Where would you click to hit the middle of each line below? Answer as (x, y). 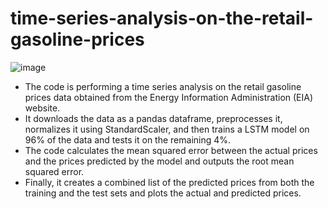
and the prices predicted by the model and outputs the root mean (159, 161)
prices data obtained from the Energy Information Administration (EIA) (169, 97)
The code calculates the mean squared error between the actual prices (171, 150)
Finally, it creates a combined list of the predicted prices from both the (169, 182)
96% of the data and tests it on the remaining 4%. (128, 139)
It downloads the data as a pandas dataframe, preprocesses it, (153, 118)
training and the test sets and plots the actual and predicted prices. (163, 193)
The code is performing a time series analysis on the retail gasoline (163, 86)
